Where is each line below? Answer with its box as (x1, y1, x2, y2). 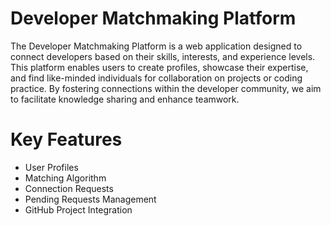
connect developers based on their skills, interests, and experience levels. (10, 50, 316, 62)
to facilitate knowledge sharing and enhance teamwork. (10, 93, 240, 105)
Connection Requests (24, 182, 114, 194)
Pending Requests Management (24, 193, 157, 205)
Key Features (10, 128, 123, 151)
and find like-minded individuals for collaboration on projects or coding (10, 72, 303, 84)
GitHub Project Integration (24, 203, 133, 216)
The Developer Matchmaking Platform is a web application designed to (10, 40, 303, 52)
